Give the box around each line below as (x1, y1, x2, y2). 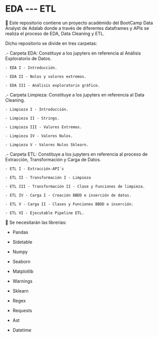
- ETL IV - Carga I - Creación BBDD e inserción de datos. (5, 192, 132, 198)
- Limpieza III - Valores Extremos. (5, 124, 82, 129)
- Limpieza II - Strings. (5, 116, 59, 121)
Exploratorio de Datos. (5, 55, 52, 61)
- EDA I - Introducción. (5, 65, 57, 70)
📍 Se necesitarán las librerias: (5, 219, 67, 225)
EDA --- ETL (5, 3, 56, 15)
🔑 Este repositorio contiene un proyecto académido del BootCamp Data (5, 20, 153, 26)
